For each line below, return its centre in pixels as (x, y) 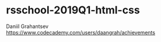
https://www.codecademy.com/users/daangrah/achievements (81, 32)
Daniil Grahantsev (27, 26)
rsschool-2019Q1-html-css (73, 10)
